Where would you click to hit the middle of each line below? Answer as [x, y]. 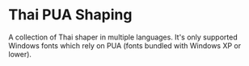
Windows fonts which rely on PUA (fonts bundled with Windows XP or [125, 45]
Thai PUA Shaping [70, 15]
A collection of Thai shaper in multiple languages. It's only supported [123, 37]
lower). [20, 54]
